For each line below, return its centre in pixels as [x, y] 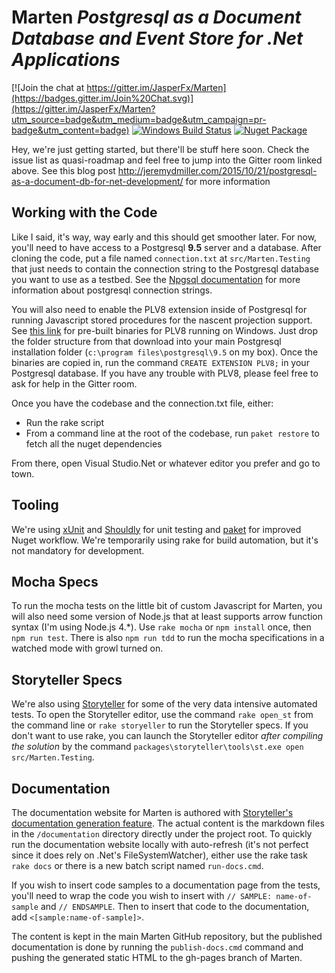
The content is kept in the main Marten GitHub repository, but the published [167, 936]
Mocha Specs [55, 581]
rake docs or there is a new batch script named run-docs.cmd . [137, 865]
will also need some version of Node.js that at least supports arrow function [167, 617]
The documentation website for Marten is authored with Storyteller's [152, 812]
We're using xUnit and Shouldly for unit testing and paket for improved [156, 529]
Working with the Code [84, 212]
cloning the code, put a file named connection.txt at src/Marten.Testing [161, 258]
